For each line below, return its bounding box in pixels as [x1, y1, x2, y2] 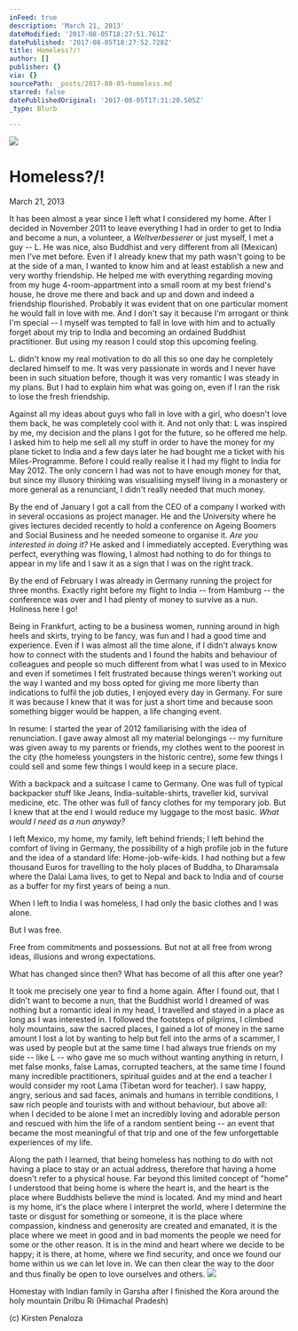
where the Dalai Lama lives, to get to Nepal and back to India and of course [9, 871, 284, 882]
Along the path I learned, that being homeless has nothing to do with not [9, 1154, 273, 1166]
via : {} [9, 71, 38, 80]
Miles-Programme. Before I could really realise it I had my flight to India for [9, 456, 281, 467]
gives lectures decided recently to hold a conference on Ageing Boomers [9, 520, 277, 531]
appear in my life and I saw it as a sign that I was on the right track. [9, 558, 254, 569]
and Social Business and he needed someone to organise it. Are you [9, 530, 259, 541]
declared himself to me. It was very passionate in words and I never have [9, 363, 277, 374]
